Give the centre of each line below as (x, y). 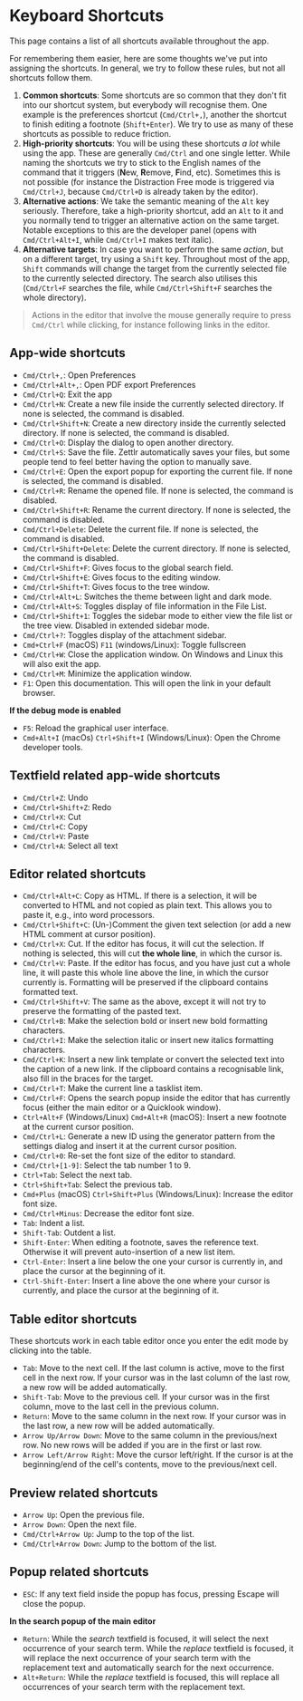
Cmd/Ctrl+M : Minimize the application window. (107, 673)
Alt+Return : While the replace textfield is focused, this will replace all (151, 1677)
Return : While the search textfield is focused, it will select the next (145, 1638)
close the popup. (54, 1603)
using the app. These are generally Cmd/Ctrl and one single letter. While (156, 153)
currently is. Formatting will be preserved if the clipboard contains (145, 982)
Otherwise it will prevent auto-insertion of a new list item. (129, 1252)
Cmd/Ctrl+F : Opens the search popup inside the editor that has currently (156, 1098)
